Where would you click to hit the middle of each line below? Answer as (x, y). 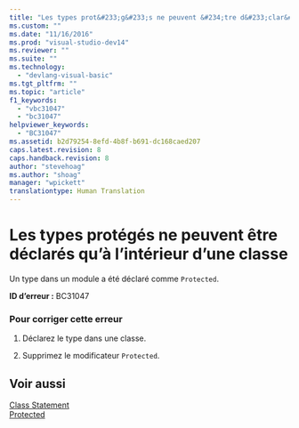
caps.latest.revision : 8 (55, 149)
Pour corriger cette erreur (66, 319)
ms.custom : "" (36, 26)
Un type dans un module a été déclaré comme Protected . (114, 279)
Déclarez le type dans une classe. (84, 338)
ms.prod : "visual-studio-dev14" (69, 42)
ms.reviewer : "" (39, 51)
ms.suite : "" (33, 59)
